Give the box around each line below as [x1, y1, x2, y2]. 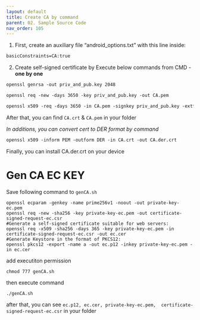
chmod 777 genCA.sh [6, 268, 55, 274]
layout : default [6, 8, 46, 15]
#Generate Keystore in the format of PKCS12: [6, 236, 121, 242]
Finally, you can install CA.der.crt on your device [6, 148, 125, 155]
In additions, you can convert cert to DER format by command [6, 126, 159, 133]
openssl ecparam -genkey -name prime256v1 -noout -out [6, 200, 145, 206]
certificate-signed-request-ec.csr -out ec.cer [6, 231, 127, 237]
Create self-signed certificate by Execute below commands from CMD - [14, 64, 192, 71]
